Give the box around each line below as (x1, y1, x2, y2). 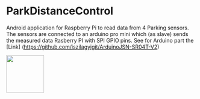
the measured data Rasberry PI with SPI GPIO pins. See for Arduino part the (6, 37, 194, 44)
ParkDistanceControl (6, 4, 113, 18)
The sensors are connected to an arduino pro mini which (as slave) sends (6, 30, 189, 37)
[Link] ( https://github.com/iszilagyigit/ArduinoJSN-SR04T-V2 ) (6, 43, 160, 50)
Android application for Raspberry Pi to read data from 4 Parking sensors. (6, 24, 189, 31)
